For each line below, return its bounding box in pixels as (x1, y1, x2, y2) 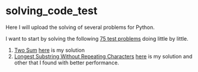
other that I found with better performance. (14, 59, 119, 66)
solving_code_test (5, 4, 98, 18)
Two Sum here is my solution (14, 46, 85, 54)
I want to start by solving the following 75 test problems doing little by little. (5, 35, 189, 42)
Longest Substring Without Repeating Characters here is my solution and (14, 53, 193, 60)
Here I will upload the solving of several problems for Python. (5, 24, 155, 31)
